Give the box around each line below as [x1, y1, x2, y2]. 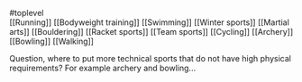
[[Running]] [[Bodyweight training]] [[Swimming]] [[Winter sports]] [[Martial [9, 17, 290, 28]
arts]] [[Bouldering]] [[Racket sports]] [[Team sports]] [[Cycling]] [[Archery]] [9, 27, 294, 37]
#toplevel [9, 8, 44, 18]
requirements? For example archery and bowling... [9, 62, 197, 73]
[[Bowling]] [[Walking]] [9, 36, 95, 46]
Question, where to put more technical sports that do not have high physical [9, 53, 291, 63]
